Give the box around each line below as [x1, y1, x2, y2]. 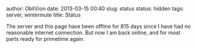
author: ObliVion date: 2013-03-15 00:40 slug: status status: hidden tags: [6, 5, 185, 12]
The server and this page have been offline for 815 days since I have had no [6, 23, 191, 30]
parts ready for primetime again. [6, 36, 85, 42]
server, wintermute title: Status [6, 11, 81, 18]
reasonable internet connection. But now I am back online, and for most [6, 29, 180, 36]
